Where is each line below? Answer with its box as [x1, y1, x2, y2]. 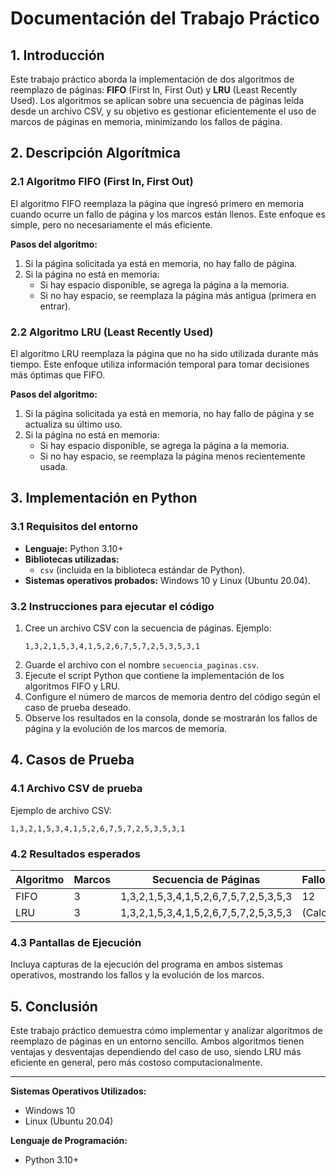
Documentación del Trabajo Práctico [10, 7, 320, 30]
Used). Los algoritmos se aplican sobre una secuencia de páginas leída [10, 95, 305, 106]
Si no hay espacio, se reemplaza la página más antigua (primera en [39, 289, 317, 301]
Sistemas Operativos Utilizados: [10, 1085, 147, 1097]
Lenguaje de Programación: [10, 1135, 128, 1147]
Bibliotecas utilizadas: [24, 553, 120, 565]
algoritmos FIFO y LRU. [24, 680, 121, 692]
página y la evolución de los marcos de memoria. [24, 722, 228, 734]
